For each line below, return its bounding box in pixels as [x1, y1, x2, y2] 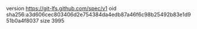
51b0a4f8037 [6, 17, 39, 24]
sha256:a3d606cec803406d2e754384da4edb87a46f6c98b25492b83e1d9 [6, 11, 191, 18]
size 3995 [40, 17, 65, 24]
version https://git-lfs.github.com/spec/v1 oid [6, 5, 117, 12]
